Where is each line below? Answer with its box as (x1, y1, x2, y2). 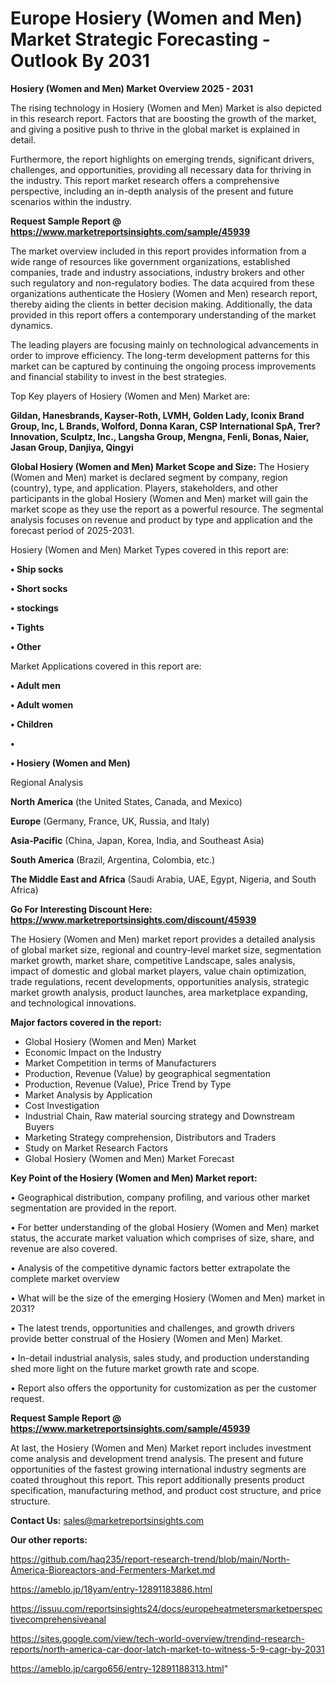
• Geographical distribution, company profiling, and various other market (10, 1191, 311, 1203)
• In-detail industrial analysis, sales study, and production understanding (10, 1352, 310, 1364)
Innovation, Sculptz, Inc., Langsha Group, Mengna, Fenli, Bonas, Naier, (10, 430, 310, 442)
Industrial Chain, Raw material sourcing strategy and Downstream (24, 1110, 295, 1122)
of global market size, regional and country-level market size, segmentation (10, 943, 322, 956)
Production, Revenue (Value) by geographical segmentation (24, 1067, 272, 1079)
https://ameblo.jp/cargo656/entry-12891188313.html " (10, 1662, 229, 1674)
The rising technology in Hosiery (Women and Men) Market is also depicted (10, 102, 322, 114)
